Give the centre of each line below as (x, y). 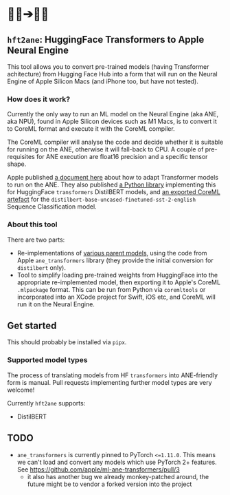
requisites (21, 157)
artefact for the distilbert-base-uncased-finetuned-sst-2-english (102, 200)
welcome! (21, 390)
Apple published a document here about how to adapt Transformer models (113, 178)
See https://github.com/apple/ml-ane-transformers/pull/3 (98, 469)
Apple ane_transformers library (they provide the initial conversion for (115, 260)
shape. (17, 164)
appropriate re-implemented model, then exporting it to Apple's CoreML (119, 282)
